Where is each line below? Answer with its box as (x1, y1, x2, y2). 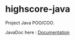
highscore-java (5, 3, 70, 15)
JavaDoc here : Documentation (5, 29, 69, 35)
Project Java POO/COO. (5, 20, 54, 26)
